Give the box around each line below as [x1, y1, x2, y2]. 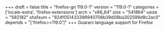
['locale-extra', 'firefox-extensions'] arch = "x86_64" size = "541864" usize [5, 9, 158, 15]
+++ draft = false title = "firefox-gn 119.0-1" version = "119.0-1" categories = [5, 4, 159, 10]
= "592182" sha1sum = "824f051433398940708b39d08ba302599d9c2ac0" [5, 15, 161, 20]
